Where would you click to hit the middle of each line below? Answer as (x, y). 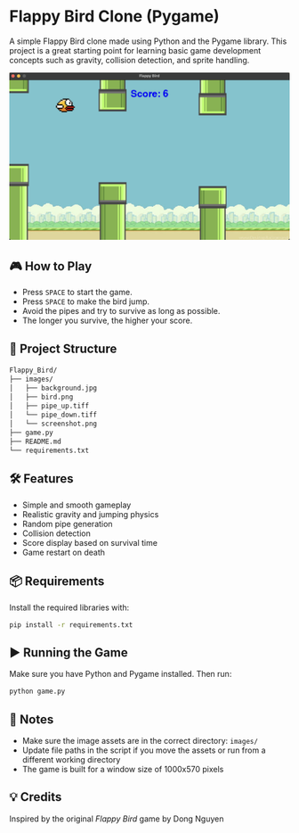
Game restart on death (63, 552)
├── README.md (36, 442)
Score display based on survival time (90, 542)
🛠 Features (41, 479)
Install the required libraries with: (69, 607)
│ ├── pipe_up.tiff (49, 406)
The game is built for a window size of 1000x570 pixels (123, 770)
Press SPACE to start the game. (77, 293)
